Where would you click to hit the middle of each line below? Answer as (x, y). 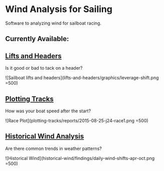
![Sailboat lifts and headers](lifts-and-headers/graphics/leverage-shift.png (82, 78)
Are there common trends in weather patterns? (53, 148)
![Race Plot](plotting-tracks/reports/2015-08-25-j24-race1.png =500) (77, 120)
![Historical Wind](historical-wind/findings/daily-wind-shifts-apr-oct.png (80, 158)
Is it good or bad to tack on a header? (44, 68)
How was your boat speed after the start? (48, 111)
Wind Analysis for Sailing (59, 9)
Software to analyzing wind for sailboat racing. (53, 23)
